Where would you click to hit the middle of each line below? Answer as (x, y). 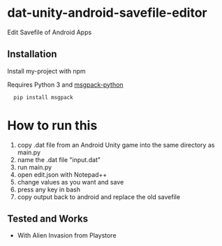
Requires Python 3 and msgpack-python (65, 85)
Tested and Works (48, 218)
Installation (32, 54)
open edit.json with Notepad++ (62, 174)
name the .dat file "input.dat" (59, 159)
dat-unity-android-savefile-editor (107, 13)
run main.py (35, 167)
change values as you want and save (71, 182)
